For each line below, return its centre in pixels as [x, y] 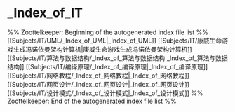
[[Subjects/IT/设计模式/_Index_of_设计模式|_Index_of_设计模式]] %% [105, 93]
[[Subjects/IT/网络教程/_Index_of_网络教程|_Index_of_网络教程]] [98, 76]
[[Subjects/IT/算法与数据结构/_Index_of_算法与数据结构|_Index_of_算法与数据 [117, 58]
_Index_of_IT [45, 13]
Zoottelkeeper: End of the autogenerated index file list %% [92, 101]
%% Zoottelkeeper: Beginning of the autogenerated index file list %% [108, 32]
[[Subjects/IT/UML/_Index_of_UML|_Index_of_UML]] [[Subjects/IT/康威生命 [115, 41]
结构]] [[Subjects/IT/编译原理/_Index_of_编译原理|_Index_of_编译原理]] [108, 66]
